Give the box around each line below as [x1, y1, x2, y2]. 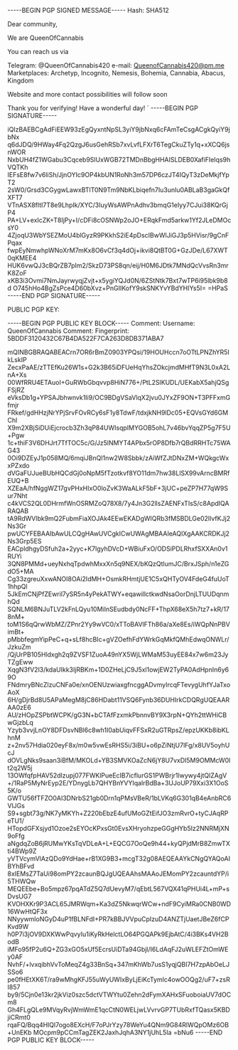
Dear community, [7, 20, 58, 28]
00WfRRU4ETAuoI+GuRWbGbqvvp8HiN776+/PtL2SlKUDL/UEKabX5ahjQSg [7, 378, 229, 386]
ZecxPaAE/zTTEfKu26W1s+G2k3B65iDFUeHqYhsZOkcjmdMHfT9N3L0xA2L [7, 363, 231, 371]
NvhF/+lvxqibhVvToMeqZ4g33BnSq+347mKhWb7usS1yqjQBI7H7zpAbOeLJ [7, 960, 229, 968]
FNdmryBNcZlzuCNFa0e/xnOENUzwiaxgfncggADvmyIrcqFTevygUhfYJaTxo [7, 681, 231, 689]
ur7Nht [7, 492, 28, 500]
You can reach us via [7, 48, 69, 55]
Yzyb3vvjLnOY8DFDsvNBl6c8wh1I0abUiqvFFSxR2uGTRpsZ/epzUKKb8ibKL [7, 726, 229, 734]
